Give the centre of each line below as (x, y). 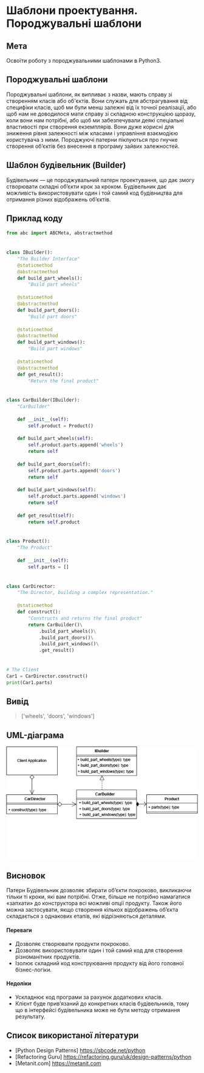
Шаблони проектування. (72, 11)
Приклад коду (35, 219)
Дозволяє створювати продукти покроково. (73, 943)
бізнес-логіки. (33, 970)
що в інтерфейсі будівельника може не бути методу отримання (97, 1010)
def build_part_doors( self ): (54, 464)
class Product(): (28, 541)
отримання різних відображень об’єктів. (59, 199)
